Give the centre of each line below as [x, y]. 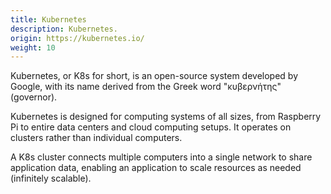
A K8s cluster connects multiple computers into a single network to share [161, 157]
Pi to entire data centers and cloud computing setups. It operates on [151, 127]
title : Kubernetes [48, 19]
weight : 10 [33, 47]
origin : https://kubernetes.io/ [77, 38]
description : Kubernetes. [64, 29]
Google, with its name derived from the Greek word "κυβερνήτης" [146, 87]
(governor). [34, 97]
